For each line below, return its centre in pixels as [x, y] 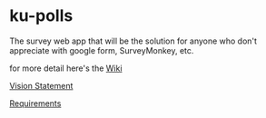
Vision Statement [41, 85]
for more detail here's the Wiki [66, 68]
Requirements [35, 103]
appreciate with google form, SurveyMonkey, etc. [102, 50]
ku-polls [41, 16]
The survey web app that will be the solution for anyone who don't [133, 41]
